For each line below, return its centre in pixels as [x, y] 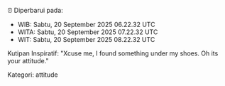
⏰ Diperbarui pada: [35, 10]
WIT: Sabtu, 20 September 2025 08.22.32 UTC [86, 39]
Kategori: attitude [33, 75]
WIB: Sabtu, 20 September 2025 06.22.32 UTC [86, 25]
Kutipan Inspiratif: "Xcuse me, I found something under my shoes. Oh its [113, 53]
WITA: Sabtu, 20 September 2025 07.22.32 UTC [88, 32]
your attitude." [28, 61]
